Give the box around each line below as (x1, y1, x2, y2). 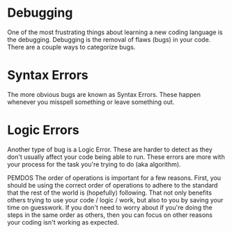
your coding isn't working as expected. (7, 218, 119, 226)
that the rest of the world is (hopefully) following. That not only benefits (7, 188, 212, 197)
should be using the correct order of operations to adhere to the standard (7, 181, 218, 189)
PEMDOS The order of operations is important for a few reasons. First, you (7, 173, 222, 182)
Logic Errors (7, 122, 79, 138)
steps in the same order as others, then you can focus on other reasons (7, 211, 212, 219)
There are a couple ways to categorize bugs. (7, 43, 136, 51)
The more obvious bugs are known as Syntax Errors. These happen (7, 90, 201, 98)
